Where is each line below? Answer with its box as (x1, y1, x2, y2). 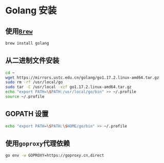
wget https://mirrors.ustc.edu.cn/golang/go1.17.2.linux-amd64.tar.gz (5, 75, 159, 80)
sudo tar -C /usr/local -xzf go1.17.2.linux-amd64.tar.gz (5, 84, 132, 90)
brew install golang (5, 41, 50, 46)
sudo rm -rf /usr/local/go (5, 80, 63, 85)
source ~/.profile (5, 94, 45, 99)
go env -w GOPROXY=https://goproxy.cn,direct (5, 153, 104, 158)
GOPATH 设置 (5, 110, 49, 118)
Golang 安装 (5, 5, 57, 16)
